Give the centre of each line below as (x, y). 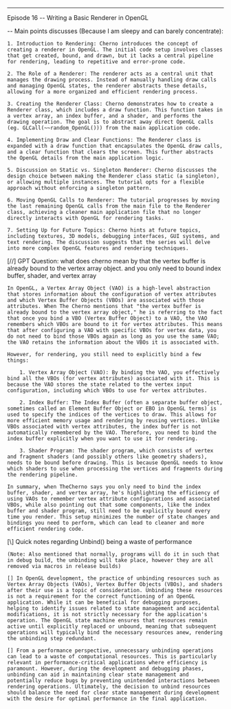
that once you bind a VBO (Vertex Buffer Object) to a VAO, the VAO (107, 318)
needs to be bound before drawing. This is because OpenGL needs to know (115, 463)
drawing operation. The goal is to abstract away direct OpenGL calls (110, 122)
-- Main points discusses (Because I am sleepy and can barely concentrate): (115, 31)
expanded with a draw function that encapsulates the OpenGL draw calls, (115, 146)
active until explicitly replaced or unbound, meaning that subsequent (112, 626)
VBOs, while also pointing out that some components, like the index (109, 505)
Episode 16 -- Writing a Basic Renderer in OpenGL (78, 18)
